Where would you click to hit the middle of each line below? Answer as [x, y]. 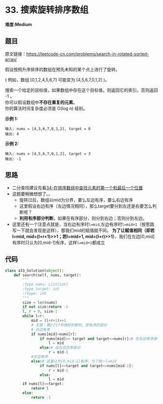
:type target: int [41, 289]
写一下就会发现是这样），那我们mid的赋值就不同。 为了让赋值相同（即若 [83, 230]
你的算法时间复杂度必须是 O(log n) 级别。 [46, 108]
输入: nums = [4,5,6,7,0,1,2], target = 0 [48, 129]
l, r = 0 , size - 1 [40, 312]
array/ [11, 59]
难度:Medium [19, 24]
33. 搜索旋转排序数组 [47, 10]
